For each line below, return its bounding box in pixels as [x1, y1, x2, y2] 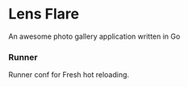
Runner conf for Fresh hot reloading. [8, 70, 130, 80]
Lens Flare [8, 5, 79, 23]
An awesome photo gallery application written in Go [8, 31, 181, 41]
